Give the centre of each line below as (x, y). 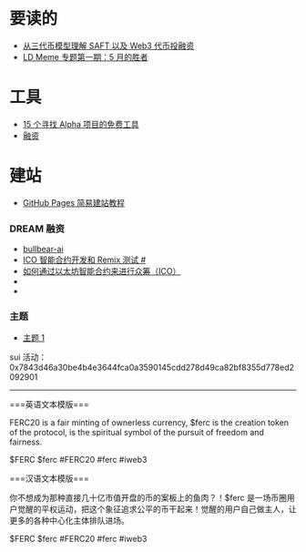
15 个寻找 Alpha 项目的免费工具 (81, 124)
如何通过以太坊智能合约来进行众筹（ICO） (102, 271)
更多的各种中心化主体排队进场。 (69, 521)
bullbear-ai (43, 249)
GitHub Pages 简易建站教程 (74, 202)
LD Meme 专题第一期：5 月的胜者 (85, 56)
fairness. (26, 442)
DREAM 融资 (37, 229)
